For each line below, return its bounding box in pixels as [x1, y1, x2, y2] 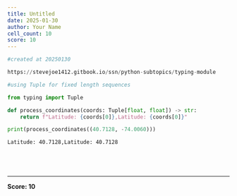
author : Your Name [7, 23, 61, 30]
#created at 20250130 [7, 56, 71, 63]
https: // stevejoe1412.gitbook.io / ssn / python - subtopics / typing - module [7, 68, 217, 75]
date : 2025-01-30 [7, 17, 59, 24]
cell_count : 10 [7, 30, 52, 37]
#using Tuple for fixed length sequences [7, 81, 131, 88]
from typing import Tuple [7, 94, 83, 101]
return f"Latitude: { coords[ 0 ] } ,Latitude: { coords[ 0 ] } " [20, 114, 188, 121]
